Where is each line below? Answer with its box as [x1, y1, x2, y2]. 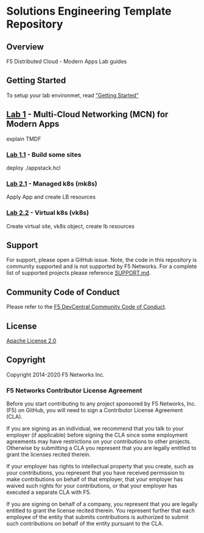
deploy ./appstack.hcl [6, 164, 61, 172]
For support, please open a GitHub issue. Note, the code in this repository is [6, 256, 197, 264]
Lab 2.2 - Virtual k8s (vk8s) [6, 209, 90, 217]
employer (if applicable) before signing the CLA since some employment [6, 432, 188, 439]
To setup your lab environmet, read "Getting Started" [6, 92, 139, 99]
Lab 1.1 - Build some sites [6, 150, 82, 159]
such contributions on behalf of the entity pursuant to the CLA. [6, 520, 164, 528]
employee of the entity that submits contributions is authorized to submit [6, 513, 189, 521]
